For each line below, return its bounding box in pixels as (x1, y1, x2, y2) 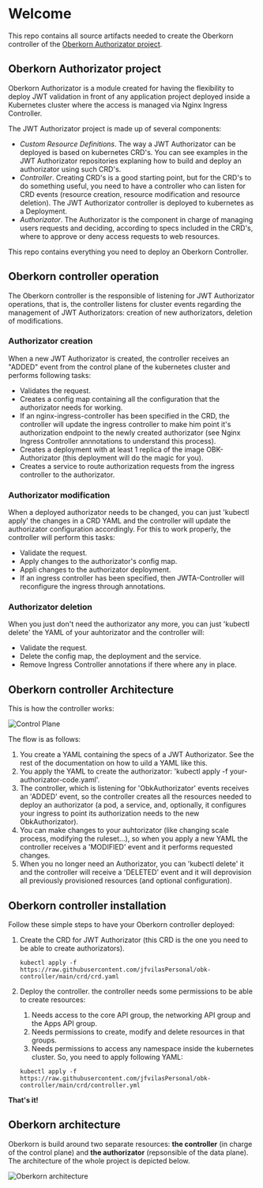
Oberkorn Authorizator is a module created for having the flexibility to (8, 83, 235, 93)
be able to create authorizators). (19, 944, 125, 953)
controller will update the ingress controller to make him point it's (19, 419, 231, 429)
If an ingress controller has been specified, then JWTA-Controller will (19, 573, 245, 583)
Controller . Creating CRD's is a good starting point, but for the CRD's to (19, 172, 252, 182)
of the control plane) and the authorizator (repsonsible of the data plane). (8, 1148, 249, 1157)
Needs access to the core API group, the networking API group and (31, 1010, 251, 1020)
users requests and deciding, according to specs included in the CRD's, (19, 223, 254, 233)
